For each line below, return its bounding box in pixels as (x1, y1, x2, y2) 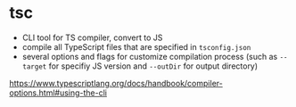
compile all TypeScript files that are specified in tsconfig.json (21, 41, 251, 52)
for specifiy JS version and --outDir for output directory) (48, 61, 259, 71)
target (21, 62, 47, 71)
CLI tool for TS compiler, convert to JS (21, 32, 163, 43)
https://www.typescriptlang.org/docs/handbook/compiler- (9, 78, 223, 88)
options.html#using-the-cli (9, 87, 107, 98)
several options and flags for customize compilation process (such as (21, 51, 278, 62)
